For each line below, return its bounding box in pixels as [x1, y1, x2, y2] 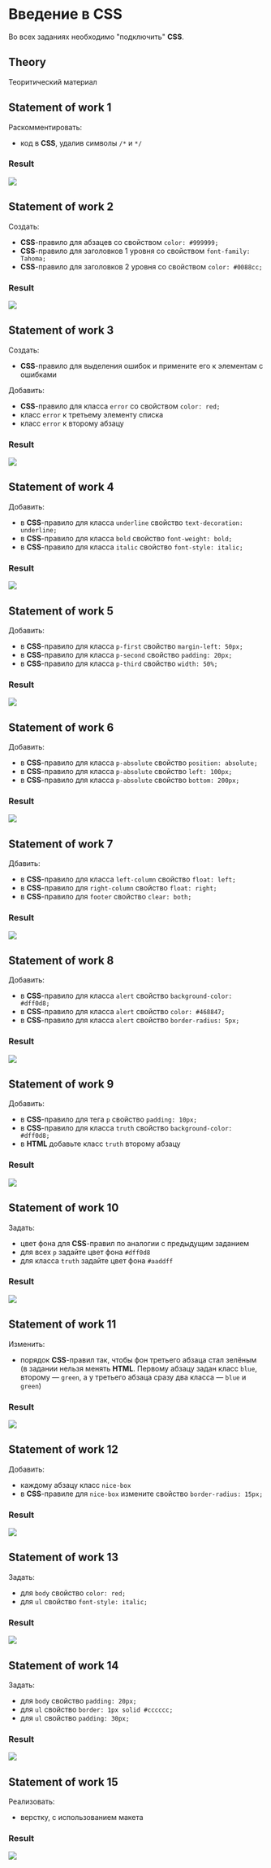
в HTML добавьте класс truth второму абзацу [19, 1139, 181, 1148]
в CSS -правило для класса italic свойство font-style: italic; [19, 542, 243, 552]
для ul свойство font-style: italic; [19, 1596, 148, 1606]
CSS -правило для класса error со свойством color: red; [19, 400, 221, 411]
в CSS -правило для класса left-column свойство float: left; [19, 874, 237, 884]
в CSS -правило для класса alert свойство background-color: [19, 991, 233, 1001]
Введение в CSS [8, 5, 123, 24]
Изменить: [8, 1339, 45, 1349]
